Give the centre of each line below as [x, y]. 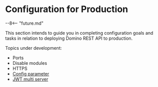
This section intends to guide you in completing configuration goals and [79, 33]
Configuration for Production [67, 9]
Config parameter [31, 73]
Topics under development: [34, 48]
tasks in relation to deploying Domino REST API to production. [69, 38]
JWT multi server [30, 79]
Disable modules [30, 63]
